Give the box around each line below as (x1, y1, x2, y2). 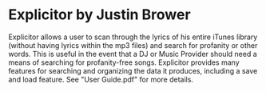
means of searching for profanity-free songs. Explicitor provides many (8, 58, 240, 67)
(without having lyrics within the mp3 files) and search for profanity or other (8, 40, 258, 50)
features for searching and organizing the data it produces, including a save (8, 66, 258, 75)
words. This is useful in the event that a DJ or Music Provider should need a (8, 49, 257, 58)
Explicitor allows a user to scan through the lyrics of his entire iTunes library (8, 32, 258, 42)
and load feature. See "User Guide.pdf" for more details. (8, 74, 194, 84)
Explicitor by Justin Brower (8, 6, 191, 24)
